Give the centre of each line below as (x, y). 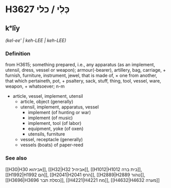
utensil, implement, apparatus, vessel (59, 107)
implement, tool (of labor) (55, 123)
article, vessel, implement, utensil (48, 96)
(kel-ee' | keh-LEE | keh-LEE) (36, 40)
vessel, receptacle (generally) (52, 140)
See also (16, 158)
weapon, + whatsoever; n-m (35, 86)
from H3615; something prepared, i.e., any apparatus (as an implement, (80, 65)
